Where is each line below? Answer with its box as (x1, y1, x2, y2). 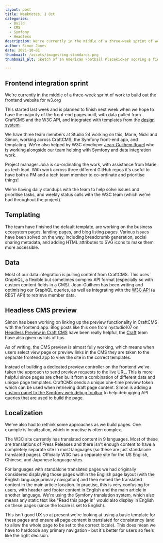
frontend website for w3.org (5, 97, 61, 103)
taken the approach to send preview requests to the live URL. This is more (5, 369, 153, 375)
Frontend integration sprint (5, 79, 89, 88)
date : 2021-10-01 (5, 48, 40, 53)
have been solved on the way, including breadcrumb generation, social (5, 234, 147, 240)
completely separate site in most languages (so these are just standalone (5, 447, 151, 453)
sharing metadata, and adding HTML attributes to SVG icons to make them (5, 239, 154, 245)
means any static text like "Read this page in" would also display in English (5, 497, 154, 503)
